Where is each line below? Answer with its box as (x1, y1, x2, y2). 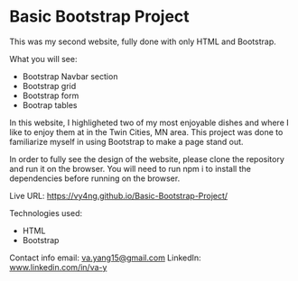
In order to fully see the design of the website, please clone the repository (9, 153, 284, 164)
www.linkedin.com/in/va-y (9, 261, 107, 272)
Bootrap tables (22, 99, 78, 110)
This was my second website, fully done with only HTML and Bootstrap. (9, 36, 277, 47)
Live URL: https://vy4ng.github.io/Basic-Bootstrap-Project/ (9, 190, 228, 201)
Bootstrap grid (22, 80, 77, 91)
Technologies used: (9, 207, 83, 218)
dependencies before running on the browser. (9, 173, 181, 184)
